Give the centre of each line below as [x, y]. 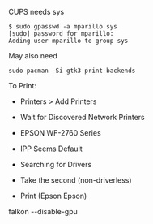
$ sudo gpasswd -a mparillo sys [63, 27]
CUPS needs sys [36, 12]
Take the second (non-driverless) [76, 180]
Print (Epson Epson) [53, 196]
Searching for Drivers [56, 164]
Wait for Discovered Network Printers [82, 117]
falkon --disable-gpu [43, 211]
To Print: [22, 86]
